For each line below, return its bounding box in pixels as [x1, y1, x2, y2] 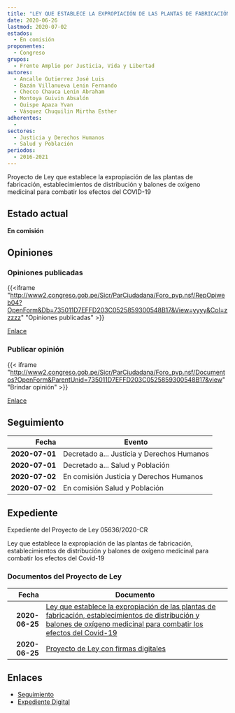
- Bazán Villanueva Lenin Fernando [13, 82, 117, 89]
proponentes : [7, 43, 45, 50]
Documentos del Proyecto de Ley [7, 572, 122, 581]
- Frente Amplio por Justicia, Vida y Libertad [13, 62, 155, 69]
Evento [124, 437, 148, 447]
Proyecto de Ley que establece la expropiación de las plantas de [7, 172, 194, 181]
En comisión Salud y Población [62, 483, 164, 493]
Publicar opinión [7, 345, 64, 354]
